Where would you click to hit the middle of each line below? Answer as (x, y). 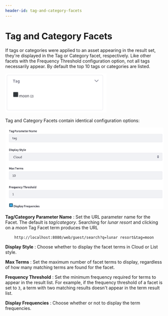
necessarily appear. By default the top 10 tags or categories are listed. (78, 66)
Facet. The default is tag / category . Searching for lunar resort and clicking (82, 222)
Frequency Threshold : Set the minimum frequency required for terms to (81, 277)
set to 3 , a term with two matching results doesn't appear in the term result (82, 288)
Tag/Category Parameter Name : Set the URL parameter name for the (78, 217)
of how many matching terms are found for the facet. (60, 267)
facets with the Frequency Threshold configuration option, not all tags (77, 61)
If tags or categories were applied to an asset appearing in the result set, (80, 50)
